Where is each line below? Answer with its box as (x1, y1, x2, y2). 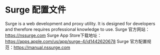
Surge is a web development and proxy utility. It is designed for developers (5, 20, 156, 27)
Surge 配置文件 (5, 4, 66, 15)
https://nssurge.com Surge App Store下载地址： (5, 32, 102, 38)
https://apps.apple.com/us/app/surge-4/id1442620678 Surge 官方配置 (5, 38, 147, 44)
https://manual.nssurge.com (14, 44, 71, 50)
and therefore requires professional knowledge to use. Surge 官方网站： (5, 26, 150, 32)
